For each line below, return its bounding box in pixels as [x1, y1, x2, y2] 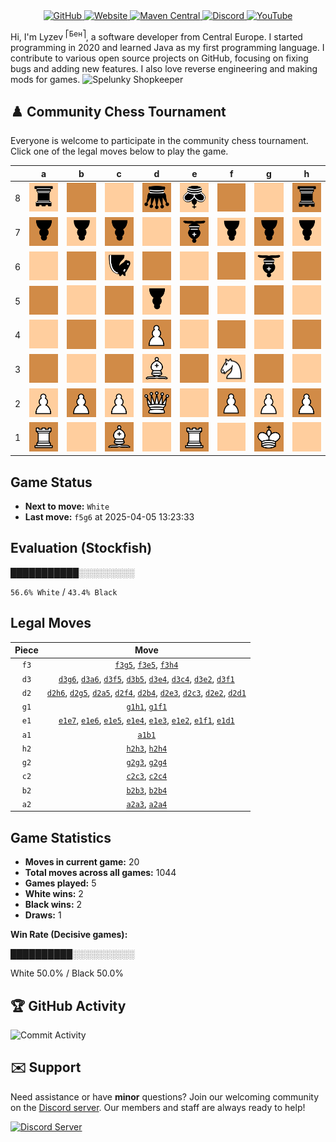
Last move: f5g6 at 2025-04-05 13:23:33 [24, 511, 195, 523]
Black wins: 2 [24, 899, 83, 911]
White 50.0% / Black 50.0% [10, 967, 125, 979]
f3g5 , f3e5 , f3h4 [114, 659, 179, 671]
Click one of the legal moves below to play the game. [10, 145, 229, 158]
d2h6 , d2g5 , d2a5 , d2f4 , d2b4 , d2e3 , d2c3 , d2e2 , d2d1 [46, 686, 247, 698]
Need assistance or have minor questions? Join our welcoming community [10, 1090, 320, 1103]
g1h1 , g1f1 [126, 700, 168, 713]
